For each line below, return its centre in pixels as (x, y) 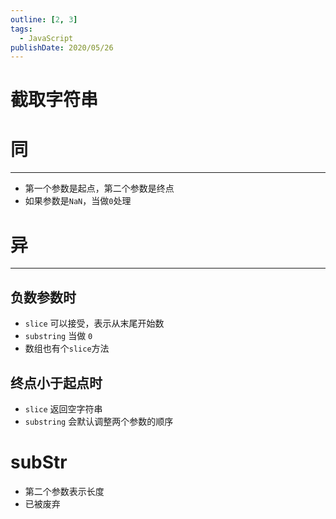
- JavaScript (46, 38)
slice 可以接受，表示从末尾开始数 (94, 323)
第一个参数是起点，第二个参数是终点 (99, 188)
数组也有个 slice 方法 (67, 348)
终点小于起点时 (56, 382)
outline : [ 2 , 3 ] (44, 19)
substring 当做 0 (58, 336)
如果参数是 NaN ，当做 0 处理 (78, 201)
